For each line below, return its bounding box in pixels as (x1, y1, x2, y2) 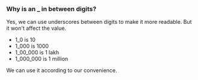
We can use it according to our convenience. (6, 67, 117, 74)
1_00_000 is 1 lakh (14, 49, 60, 56)
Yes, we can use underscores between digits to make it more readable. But (6, 19, 192, 26)
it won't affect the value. (6, 24, 66, 32)
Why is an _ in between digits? (6, 5, 97, 13)
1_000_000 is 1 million (14, 56, 69, 63)
